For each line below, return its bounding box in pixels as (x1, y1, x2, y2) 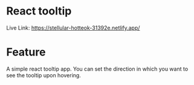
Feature (6, 45, 46, 59)
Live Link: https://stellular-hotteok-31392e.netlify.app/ (6, 24, 140, 31)
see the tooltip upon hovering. (6, 71, 82, 79)
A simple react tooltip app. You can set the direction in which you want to (6, 65, 189, 72)
